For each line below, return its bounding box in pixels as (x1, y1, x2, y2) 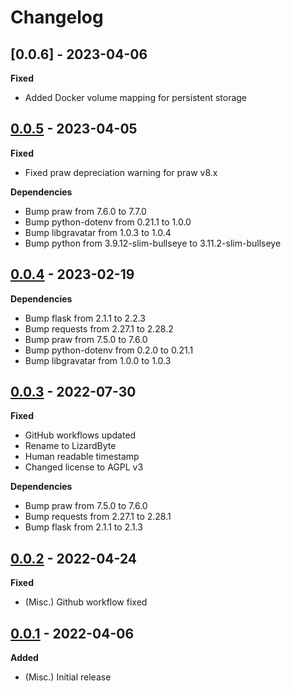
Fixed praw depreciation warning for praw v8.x (24, 166, 218, 178)
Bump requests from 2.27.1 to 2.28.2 (24, 322, 174, 335)
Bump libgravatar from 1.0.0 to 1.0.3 (24, 354, 172, 366)
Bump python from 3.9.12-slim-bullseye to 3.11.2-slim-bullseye (24, 237, 282, 249)
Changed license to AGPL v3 (24, 461, 144, 473)
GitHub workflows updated (24, 429, 137, 441)
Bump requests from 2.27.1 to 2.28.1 (24, 511, 172, 523)
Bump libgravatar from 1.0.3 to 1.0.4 (24, 226, 172, 238)
